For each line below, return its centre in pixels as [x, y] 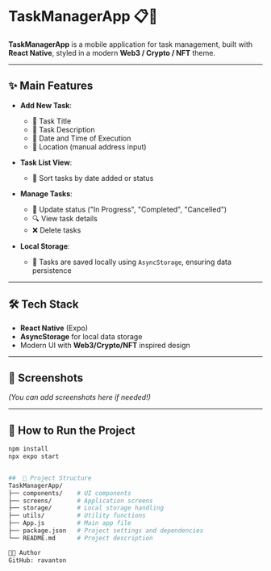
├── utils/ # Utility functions [77, 516]
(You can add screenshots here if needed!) [80, 397]
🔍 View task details [65, 218]
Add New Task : [46, 105]
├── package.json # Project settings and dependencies [106, 531]
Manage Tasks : [46, 193]
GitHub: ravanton [38, 560]
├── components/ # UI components [70, 493]
